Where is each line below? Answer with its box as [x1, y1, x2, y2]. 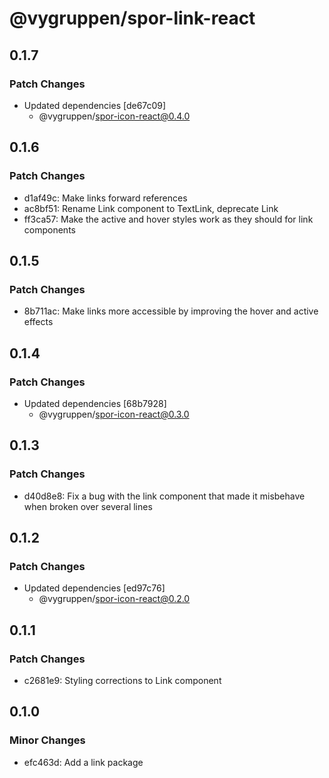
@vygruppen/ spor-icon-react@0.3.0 [38, 408, 190, 420]
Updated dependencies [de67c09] [23, 99, 167, 111]
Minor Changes [9, 733, 86, 747]
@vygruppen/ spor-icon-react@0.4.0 [38, 110, 191, 122]
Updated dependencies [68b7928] [23, 397, 167, 409]
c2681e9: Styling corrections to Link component [23, 675, 222, 686]
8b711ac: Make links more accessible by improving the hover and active [23, 305, 319, 317]
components [23, 223, 76, 236]
